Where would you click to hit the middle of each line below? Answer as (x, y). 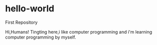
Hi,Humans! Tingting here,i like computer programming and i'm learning (79, 32)
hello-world (30, 9)
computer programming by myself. (41, 37)
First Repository (21, 22)
